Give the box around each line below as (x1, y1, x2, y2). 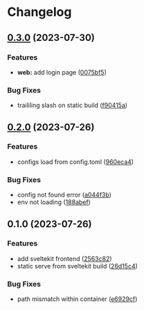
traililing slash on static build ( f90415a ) (17, 101, 128, 109)
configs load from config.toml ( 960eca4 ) (17, 157, 134, 166)
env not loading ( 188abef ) (17, 198, 91, 206)
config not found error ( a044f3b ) (17, 191, 112, 199)
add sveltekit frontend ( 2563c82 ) (17, 254, 112, 263)
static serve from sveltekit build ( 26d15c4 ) (17, 262, 138, 270)
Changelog (7, 4, 72, 20)
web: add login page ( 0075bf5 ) (17, 68, 107, 76)
